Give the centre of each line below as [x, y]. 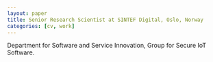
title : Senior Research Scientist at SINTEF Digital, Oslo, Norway [105, 20]
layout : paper [27, 13]
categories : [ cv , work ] [41, 26]
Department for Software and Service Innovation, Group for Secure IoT [107, 46]
